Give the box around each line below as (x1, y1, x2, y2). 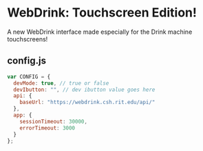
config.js (7, 55, 47, 67)
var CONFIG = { (7, 73, 51, 80)
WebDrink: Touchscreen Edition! (7, 5, 197, 21)
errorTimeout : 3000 (19, 124, 76, 132)
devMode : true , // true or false (13, 79, 109, 87)
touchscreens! (7, 34, 48, 43)
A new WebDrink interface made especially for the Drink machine (7, 28, 193, 36)
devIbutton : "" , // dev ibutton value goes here (13, 86, 156, 93)
